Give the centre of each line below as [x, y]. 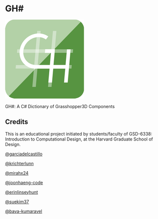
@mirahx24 [17, 173]
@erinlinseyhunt [22, 192]
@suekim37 [17, 201]
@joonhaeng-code [24, 182]
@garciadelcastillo [24, 154]
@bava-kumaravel [24, 211]
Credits [17, 122]
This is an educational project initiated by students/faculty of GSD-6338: [79, 134]
